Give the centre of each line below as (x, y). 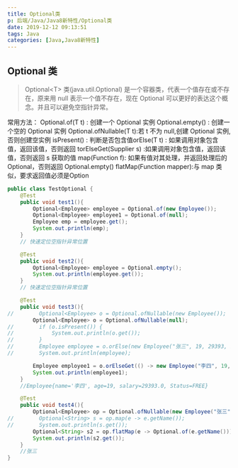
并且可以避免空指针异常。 (74, 107)
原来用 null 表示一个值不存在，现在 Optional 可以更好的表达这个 (130, 98)
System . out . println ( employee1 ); (81, 372)
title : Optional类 (34, 14)
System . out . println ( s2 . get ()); (79, 438)
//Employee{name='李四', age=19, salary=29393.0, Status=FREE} (114, 386)
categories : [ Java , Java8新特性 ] (53, 40)
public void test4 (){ (52, 406)
